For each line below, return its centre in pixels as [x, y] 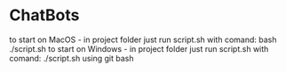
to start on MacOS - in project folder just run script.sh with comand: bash [143, 40]
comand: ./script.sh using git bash [71, 58]
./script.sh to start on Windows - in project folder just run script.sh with [139, 48]
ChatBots [44, 15]
